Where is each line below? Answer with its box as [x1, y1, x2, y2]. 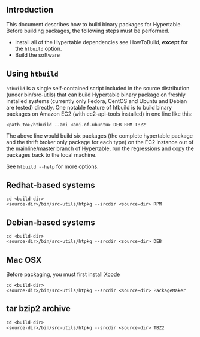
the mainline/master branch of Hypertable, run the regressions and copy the [6, 145, 195, 152]
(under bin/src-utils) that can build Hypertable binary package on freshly [6, 91, 186, 98]
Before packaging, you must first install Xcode [6, 271, 120, 278]
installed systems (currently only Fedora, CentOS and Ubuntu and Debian [6, 97, 187, 104]
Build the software [14, 51, 60, 59]
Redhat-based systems [6, 180, 95, 190]
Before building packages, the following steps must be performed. [6, 27, 169, 34]
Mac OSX [6, 254, 42, 265]
